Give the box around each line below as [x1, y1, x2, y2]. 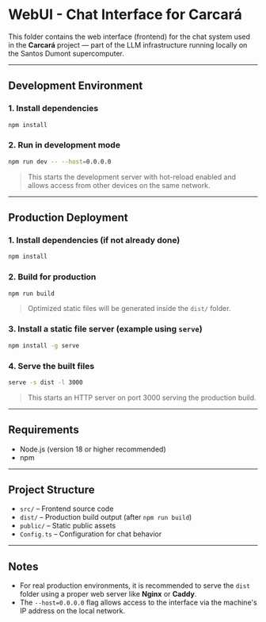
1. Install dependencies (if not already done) [8, 234, 180, 245]
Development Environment [8, 79, 143, 93]
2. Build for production [8, 271, 97, 282]
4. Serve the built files [8, 360, 95, 371]
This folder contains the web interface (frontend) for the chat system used [8, 32, 251, 41]
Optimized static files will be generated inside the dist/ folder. [27, 304, 231, 313]
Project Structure [8, 482, 95, 497]
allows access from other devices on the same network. [27, 180, 211, 190]
